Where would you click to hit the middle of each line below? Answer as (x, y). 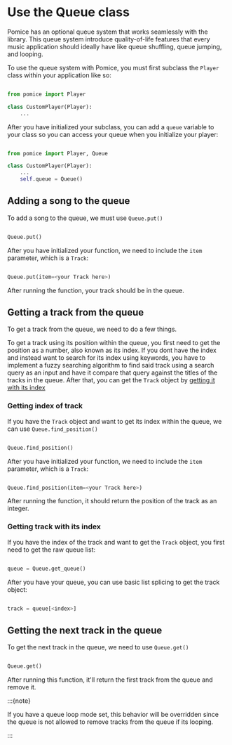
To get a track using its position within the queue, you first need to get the (114, 343)
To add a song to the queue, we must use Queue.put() (85, 218)
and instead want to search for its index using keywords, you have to (106, 358)
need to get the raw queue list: (52, 550)
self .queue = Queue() (51, 179)
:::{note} (19, 701)
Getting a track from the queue (76, 312)
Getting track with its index (54, 526)
